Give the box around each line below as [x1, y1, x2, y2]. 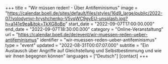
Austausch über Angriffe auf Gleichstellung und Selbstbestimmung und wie [5, 48, 162, 53]
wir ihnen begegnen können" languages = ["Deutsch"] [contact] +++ [5, 53, 149, 59]
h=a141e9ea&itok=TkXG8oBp [5, 21, 66, 27]
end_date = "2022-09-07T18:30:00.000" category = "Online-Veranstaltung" [5, 26, 164, 32]
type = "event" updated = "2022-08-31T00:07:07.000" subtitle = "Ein [5, 42, 149, 48]
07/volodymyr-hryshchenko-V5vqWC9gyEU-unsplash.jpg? [5, 16, 128, 21]
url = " [5, 32, 19, 37]
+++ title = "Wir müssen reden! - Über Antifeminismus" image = [5, 5, 138, 11]
